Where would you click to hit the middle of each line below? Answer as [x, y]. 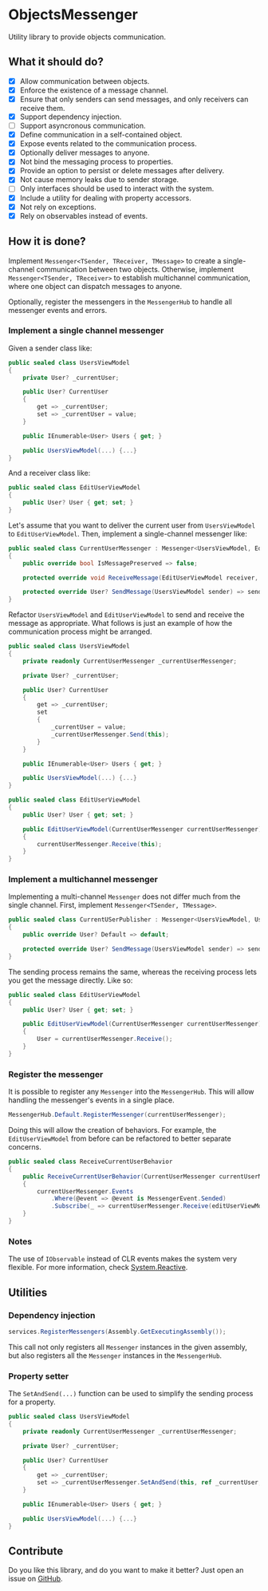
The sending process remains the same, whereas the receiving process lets [133, 972]
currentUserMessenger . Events [85, 1191]
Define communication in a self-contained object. [101, 135]
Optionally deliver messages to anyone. [85, 152]
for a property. [32, 1402]
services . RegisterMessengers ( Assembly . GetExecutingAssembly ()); [117, 1332]
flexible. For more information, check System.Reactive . [98, 1268]
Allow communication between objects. [85, 81]
